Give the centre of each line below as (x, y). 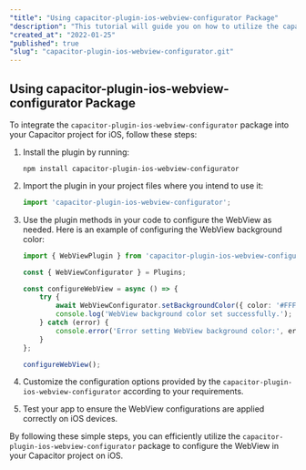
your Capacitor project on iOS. (66, 455)
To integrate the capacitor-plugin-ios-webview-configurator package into (149, 125)
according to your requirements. (183, 392)
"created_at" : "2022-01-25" (63, 35)
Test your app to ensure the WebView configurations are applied (143, 409)
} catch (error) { (74, 323)
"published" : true (44, 43)
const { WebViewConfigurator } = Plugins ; (104, 272)
